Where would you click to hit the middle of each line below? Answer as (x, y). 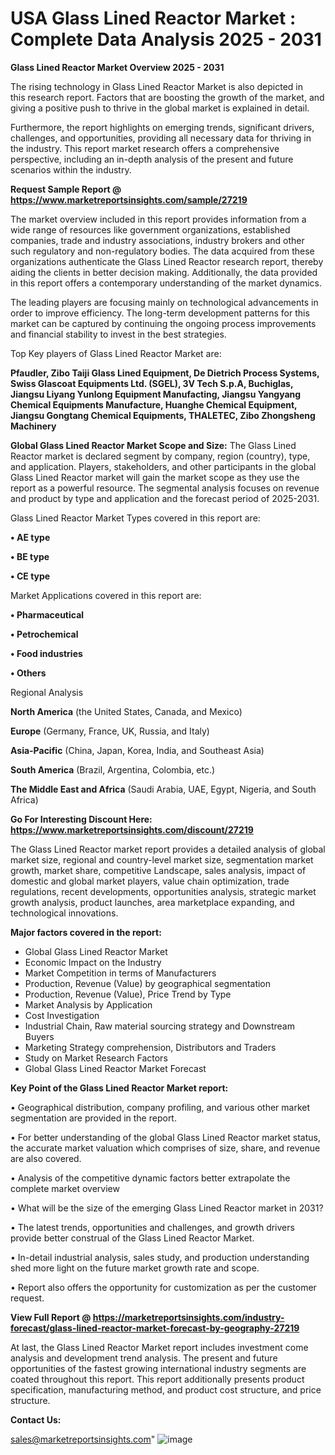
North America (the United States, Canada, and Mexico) (126, 711)
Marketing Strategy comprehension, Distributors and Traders (150, 1047)
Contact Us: (36, 1419)
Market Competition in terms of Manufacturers (120, 973)
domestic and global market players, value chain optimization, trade (150, 881)
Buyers (39, 1036)
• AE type (30, 537)
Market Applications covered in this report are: (106, 595)
